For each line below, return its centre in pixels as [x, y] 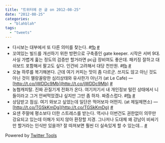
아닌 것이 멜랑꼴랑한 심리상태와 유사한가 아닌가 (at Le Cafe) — [73, 78]
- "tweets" [21, 33]
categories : [17, 19]
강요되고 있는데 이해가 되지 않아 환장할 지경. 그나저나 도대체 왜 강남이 [79, 119]
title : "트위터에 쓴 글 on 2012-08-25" [43, 10]
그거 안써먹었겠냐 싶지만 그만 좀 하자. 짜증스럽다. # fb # [82, 96]
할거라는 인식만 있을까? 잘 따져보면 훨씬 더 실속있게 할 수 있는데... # [82, 125]
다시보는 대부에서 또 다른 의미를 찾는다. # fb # [56, 47]
